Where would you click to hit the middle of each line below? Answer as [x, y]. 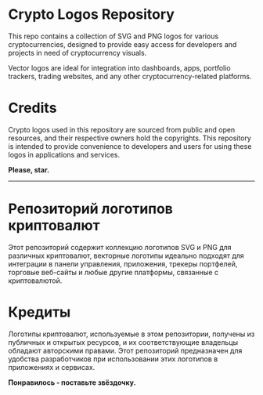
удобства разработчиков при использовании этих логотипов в [113, 359]
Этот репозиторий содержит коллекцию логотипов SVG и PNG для [120, 247]
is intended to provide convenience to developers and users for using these [130, 146]
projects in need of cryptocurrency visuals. [77, 53]
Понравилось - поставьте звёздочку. [72, 382]
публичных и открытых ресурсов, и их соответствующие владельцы [123, 342]
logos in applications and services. [64, 154]
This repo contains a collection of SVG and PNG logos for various [113, 36]
